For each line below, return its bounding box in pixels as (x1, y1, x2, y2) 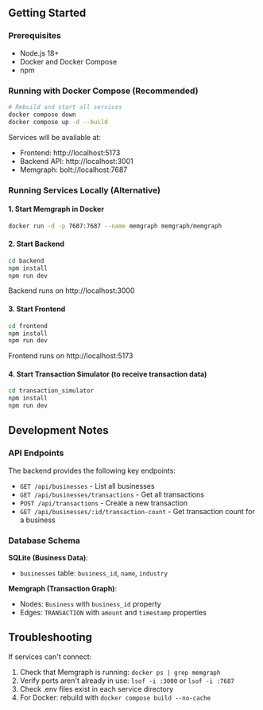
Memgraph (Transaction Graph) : (8, 584, 118, 594)
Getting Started (8, 6, 87, 20)
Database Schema (8, 535, 81, 546)
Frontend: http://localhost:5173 (19, 147, 121, 158)
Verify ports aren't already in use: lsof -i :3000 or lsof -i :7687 (19, 676, 234, 685)
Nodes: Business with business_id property (19, 599, 161, 609)
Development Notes (8, 423, 109, 437)
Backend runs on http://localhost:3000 (8, 286, 135, 295)
